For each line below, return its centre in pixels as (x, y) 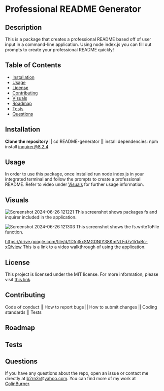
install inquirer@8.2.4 (27, 146)
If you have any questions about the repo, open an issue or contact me (77, 373)
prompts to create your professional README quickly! (60, 50)
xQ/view (14, 247)
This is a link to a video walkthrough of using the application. (84, 247)
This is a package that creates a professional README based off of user (78, 39)
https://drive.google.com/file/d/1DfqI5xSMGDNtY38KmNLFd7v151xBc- (76, 242)
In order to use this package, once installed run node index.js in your (75, 174)
